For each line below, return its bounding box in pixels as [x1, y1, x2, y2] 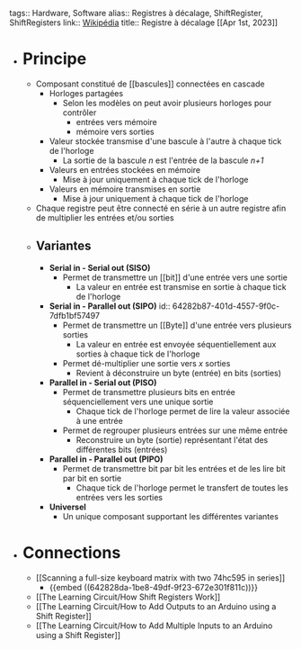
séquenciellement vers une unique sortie [62, 396, 214, 407]
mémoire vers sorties [75, 126, 155, 137]
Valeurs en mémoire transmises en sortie [49, 184, 201, 194]
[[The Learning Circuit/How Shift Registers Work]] [35, 591, 221, 602]
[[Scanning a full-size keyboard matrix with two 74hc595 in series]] [35, 572, 286, 583]
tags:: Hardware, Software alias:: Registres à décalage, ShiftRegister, [9, 8, 263, 18]
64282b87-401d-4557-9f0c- [172, 301, 280, 311]
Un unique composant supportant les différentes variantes [62, 510, 279, 521]
